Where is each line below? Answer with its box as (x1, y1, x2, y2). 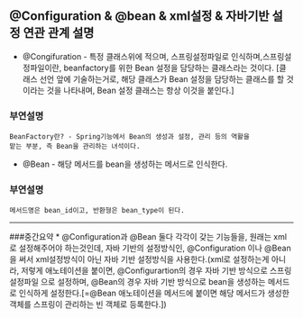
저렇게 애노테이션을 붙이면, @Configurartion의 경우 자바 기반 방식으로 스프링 (21, 265, 292, 277)
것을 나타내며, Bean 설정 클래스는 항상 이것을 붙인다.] (46, 85, 234, 95)
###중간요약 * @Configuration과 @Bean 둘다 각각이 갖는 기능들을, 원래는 (9, 232, 272, 242)
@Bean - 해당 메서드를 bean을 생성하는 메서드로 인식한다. (22, 159, 228, 169)
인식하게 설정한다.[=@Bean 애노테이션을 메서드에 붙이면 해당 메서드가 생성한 (18, 287, 290, 299)
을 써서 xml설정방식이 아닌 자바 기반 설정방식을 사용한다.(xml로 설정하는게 (9, 254, 270, 265)
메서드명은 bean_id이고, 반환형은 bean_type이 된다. (9, 206, 185, 215)
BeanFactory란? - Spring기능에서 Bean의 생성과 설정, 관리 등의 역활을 (9, 132, 250, 141)
